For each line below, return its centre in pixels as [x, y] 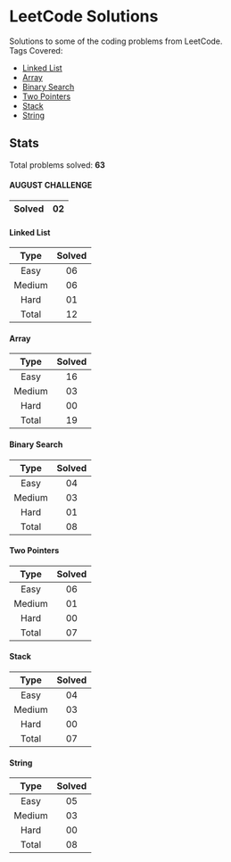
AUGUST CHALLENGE [51, 186]
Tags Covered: [36, 50]
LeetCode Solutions [84, 17]
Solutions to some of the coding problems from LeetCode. [116, 41]
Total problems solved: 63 [57, 165]
